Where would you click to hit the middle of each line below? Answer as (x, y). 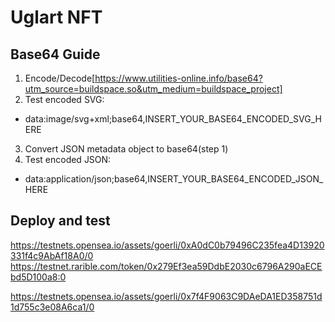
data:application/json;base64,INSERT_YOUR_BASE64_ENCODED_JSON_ (174, 179)
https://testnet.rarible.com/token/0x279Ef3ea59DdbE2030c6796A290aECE (166, 266)
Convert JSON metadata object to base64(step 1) (126, 149)
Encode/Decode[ (60, 78)
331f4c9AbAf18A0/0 (52, 255)
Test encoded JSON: (68, 159)
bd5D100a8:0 (38, 277)
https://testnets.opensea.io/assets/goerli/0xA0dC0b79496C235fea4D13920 (167, 245)
